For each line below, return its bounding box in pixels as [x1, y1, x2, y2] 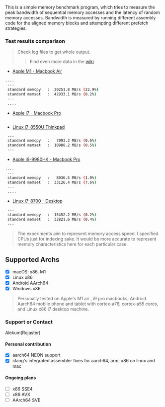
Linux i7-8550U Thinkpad [12, 124, 65, 130]
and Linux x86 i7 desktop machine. [17, 306, 89, 312]
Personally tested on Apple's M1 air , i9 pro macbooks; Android [17, 295, 147, 301]
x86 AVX [12, 391, 31, 397]
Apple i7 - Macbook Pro [12, 110, 61, 116]
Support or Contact [5, 318, 53, 325]
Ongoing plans [5, 375, 36, 381]
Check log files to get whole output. [17, 49, 91, 55]
